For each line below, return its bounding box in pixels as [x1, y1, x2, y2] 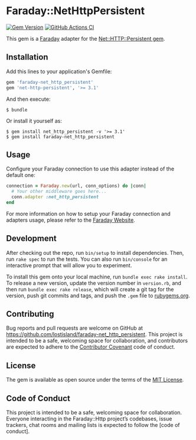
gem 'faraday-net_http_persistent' [6, 79, 94, 85]
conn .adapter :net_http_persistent [11, 194, 99, 200]
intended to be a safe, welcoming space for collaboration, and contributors [6, 337, 188, 344]
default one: [6, 172, 35, 179]
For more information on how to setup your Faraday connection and [6, 210, 171, 217]
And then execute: [6, 96, 51, 103]
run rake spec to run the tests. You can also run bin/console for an [6, 255, 168, 262]
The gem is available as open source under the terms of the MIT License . [6, 376, 184, 383]
